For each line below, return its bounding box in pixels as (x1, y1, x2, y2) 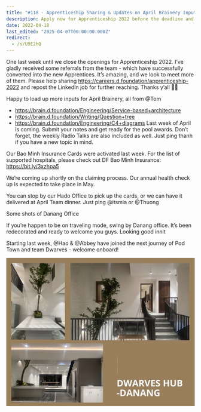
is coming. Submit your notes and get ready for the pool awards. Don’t (14, 126, 188, 133)
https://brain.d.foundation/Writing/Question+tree (14, 113, 135, 120)
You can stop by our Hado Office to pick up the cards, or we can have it (6, 192, 182, 199)
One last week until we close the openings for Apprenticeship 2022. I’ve (6, 59, 184, 65)
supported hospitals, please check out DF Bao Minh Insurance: (6, 156, 162, 164)
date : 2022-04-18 (6, 22, 50, 28)
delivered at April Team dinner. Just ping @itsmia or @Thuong (6, 199, 160, 205)
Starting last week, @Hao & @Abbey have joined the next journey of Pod (6, 239, 185, 247)
